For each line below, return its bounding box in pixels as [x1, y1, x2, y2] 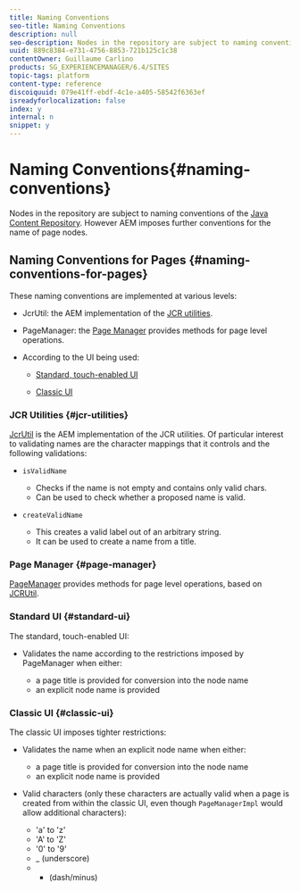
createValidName [21, 511, 83, 520]
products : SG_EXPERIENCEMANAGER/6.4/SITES [9, 63, 170, 72]
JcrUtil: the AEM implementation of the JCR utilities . [21, 307, 213, 318]
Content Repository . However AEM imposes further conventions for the [9, 217, 271, 228]
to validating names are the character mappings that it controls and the [9, 438, 271, 449]
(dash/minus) [48, 871, 98, 882]
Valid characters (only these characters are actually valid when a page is [21, 787, 290, 799]
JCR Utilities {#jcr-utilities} [9, 408, 129, 421]
